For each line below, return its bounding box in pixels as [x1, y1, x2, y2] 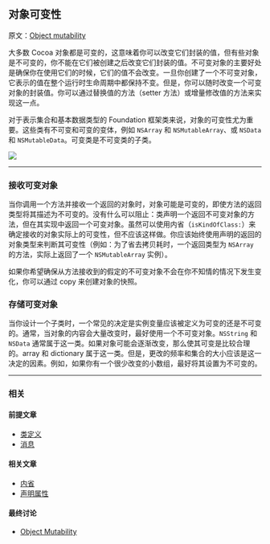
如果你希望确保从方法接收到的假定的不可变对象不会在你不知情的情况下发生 [8, 267, 255, 276]
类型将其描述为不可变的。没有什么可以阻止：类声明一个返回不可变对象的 [8, 210, 247, 219]
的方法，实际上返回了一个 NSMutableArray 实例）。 [8, 250, 173, 260]
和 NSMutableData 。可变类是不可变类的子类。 [8, 135, 157, 145]
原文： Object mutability [8, 31, 86, 40]
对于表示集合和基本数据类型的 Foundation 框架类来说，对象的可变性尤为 [8, 115, 247, 125]
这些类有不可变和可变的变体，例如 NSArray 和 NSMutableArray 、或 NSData [22, 125, 262, 134]
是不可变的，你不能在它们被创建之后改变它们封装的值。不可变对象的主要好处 [8, 57, 262, 67]
